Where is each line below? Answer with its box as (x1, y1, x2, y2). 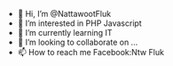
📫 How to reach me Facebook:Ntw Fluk (17, 47, 164, 57)
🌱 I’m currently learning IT (17, 28, 113, 37)
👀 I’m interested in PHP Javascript (17, 18, 142, 29)
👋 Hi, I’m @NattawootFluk (17, 9, 112, 19)
